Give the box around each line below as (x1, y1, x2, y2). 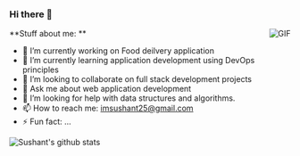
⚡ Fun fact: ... (21, 116, 71, 127)
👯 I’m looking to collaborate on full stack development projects (21, 74, 253, 85)
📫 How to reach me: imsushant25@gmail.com (21, 103, 194, 114)
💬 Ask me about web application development (21, 84, 192, 94)
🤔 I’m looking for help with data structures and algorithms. (21, 93, 236, 103)
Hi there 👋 (9, 8, 54, 21)
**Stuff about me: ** (9, 29, 87, 39)
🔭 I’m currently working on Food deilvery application (21, 45, 214, 56)
